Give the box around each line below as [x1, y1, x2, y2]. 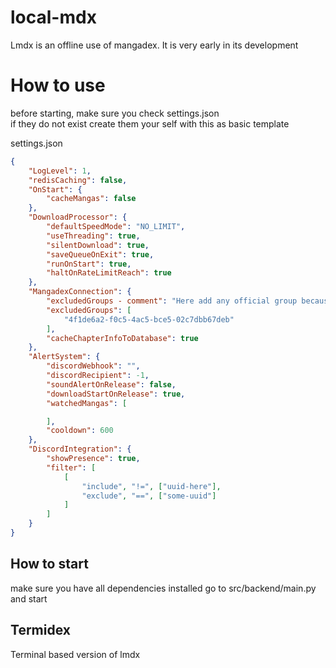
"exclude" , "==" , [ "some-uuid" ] [81, 491, 217, 501]
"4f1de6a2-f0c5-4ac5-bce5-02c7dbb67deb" [63, 314, 235, 325]
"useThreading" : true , [46, 231, 141, 241]
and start [10, 592, 48, 605]
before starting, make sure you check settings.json [10, 107, 220, 119]
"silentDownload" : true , [46, 240, 150, 250]
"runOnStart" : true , [46, 259, 132, 269]
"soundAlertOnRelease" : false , [46, 379, 177, 390]
